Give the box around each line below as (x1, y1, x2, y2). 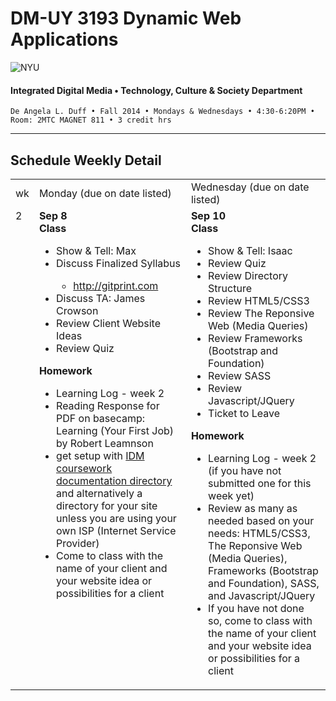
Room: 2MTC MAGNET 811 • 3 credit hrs (10, 115, 172, 126)
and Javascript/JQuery (208, 588, 316, 602)
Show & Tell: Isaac (208, 243, 293, 257)
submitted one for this (208, 476, 312, 490)
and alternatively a (56, 486, 143, 500)
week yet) (208, 488, 255, 502)
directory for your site (56, 498, 158, 512)
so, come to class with (208, 613, 313, 627)
